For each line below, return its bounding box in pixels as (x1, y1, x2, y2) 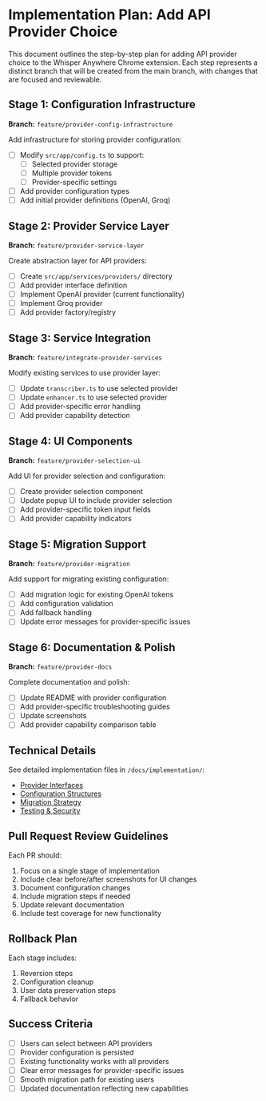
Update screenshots (19, 711, 87, 721)
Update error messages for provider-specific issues (19, 617, 191, 626)
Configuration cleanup (19, 977, 94, 986)
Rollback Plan (8, 931, 77, 946)
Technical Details (8, 743, 97, 757)
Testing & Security (19, 806, 81, 816)
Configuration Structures (19, 789, 102, 798)
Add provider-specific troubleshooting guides (19, 702, 170, 712)
